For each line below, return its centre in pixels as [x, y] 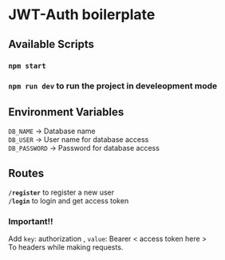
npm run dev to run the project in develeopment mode [113, 86]
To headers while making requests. [66, 247]
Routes [26, 173]
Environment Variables [66, 112]
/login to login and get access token [69, 201]
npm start [27, 66]
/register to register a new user [61, 192]
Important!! [31, 221]
